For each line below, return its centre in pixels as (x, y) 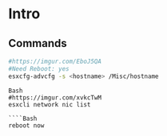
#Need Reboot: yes (39, 68)
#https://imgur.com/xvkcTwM (55, 97)
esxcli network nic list (50, 104)
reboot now (26, 125)
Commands (38, 43)
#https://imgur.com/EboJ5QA (55, 61)
